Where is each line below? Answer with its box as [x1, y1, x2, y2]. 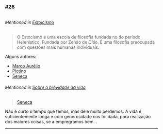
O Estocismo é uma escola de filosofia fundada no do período [16, 34, 141, 40]
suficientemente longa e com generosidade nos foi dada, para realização [5, 114, 151, 120]
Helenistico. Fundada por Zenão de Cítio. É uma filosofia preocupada [16, 40, 155, 45]
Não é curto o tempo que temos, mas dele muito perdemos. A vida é [5, 108, 142, 114]
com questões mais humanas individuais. [16, 44, 99, 50]
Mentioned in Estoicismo [5, 19, 54, 25]
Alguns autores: [5, 54, 37, 60]
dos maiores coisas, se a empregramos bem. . [5, 119, 98, 125]
